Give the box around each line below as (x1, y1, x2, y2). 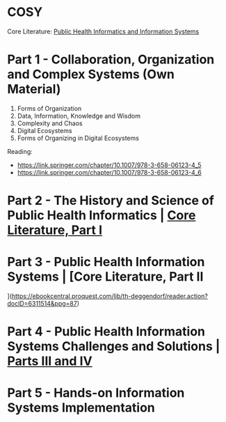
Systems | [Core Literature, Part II (7, 269, 204, 285)
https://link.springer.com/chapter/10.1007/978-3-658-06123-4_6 (17, 168, 202, 176)
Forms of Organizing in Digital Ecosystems (17, 134, 139, 142)
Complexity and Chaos (17, 119, 83, 127)
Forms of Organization (17, 104, 82, 112)
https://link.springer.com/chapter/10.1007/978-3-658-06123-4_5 (17, 161, 202, 169)
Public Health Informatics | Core (7, 208, 196, 224)
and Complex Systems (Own (7, 67, 175, 82)
